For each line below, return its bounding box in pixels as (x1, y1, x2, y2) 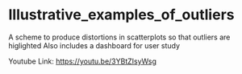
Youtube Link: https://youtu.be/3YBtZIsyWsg (8, 56, 157, 66)
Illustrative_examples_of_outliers (8, 6, 235, 24)
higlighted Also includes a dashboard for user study (8, 40, 180, 50)
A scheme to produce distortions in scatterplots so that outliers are (8, 32, 231, 42)
